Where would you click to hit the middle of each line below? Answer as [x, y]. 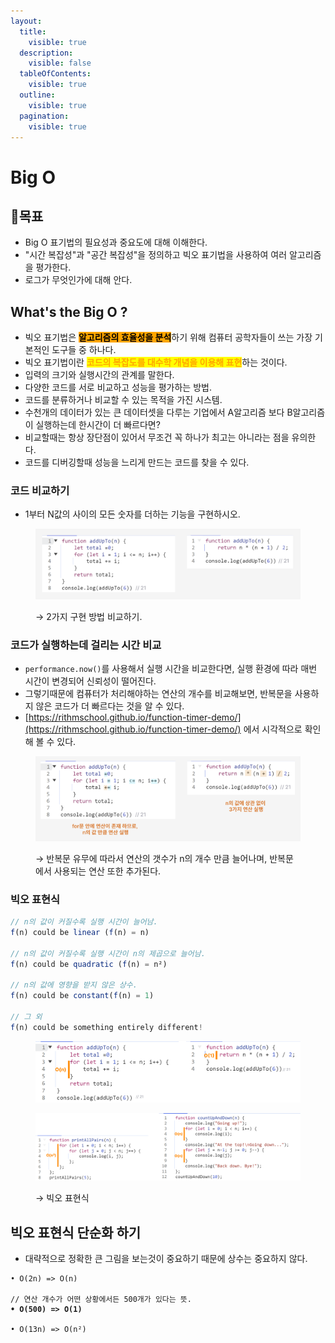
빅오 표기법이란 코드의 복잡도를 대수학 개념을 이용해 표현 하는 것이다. [156, 362]
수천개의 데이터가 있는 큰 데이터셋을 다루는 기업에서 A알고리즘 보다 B [158, 412]
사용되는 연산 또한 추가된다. [107, 871]
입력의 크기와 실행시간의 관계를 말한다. [99, 375]
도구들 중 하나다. [84, 350]
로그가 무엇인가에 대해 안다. [78, 280]
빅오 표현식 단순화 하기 [76, 1232]
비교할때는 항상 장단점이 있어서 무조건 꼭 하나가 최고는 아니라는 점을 [157, 437]
